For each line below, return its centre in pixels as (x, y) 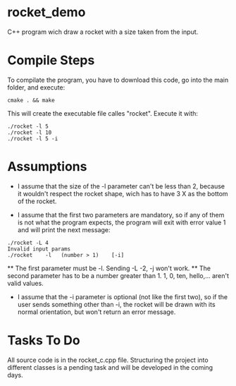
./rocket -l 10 (30, 132)
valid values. (25, 283)
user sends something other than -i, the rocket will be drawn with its (117, 304)
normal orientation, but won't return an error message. (97, 312)
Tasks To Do (44, 340)
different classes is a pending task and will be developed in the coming (110, 367)
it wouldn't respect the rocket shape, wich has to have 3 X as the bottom (123, 193)
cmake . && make (31, 100)
